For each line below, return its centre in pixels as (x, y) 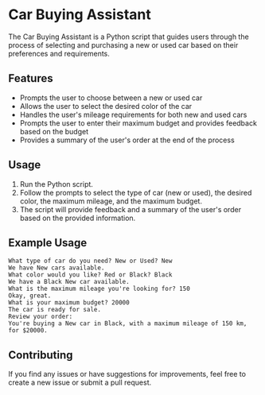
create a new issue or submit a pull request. (80, 382)
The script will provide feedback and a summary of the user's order (130, 209)
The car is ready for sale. (55, 310)
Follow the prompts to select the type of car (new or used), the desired (136, 192)
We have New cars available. (57, 268)
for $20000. (28, 331)
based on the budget (54, 131)
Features (31, 78)
